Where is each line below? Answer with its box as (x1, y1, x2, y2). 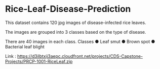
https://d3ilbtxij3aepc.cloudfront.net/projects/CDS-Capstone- (17, 53, 143, 59)
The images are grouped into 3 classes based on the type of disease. (5, 29, 147, 35)
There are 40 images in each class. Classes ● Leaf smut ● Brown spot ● (5, 38, 156, 45)
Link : (5, 53, 16, 59)
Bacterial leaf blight (5, 44, 45, 49)
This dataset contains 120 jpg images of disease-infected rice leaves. (5, 20, 147, 25)
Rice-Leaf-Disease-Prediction (5, 3, 131, 15)
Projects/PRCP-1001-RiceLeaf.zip (5, 58, 73, 64)
